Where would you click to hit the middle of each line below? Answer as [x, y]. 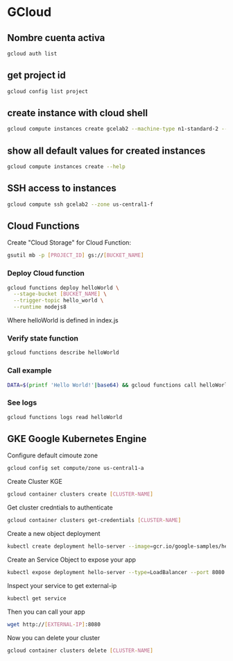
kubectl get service [37, 598]
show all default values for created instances [106, 150]
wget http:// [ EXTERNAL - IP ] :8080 [54, 624]
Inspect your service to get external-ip [62, 585]
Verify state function [43, 338]
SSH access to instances [62, 188]
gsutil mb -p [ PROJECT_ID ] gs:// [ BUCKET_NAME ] [76, 255]
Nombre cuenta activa [56, 38]
